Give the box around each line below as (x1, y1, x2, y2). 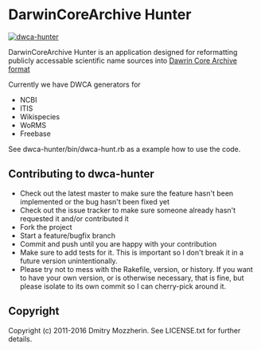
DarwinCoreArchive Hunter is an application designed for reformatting (8, 47, 238, 56)
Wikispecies (19, 111, 60, 121)
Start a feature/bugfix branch (19, 231, 115, 240)
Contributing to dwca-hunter (8, 167, 155, 181)
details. (8, 334, 33, 344)
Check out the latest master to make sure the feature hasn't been (19, 189, 234, 198)
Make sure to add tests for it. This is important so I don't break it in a (19, 247, 244, 257)
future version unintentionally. (19, 256, 118, 266)
